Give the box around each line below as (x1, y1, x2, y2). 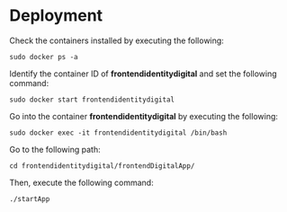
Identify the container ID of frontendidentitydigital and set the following (9, 68, 277, 79)
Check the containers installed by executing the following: (9, 35, 225, 46)
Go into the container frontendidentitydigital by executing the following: (9, 110, 279, 121)
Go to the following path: (9, 144, 101, 155)
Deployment (9, 5, 103, 26)
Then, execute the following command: (9, 177, 155, 188)
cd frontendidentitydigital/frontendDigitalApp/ (9, 161, 195, 171)
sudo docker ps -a (9, 52, 78, 61)
